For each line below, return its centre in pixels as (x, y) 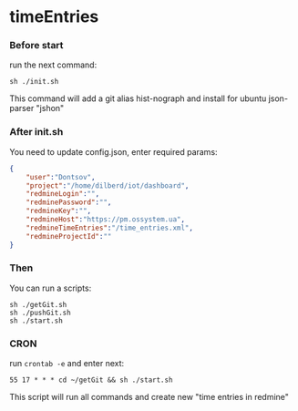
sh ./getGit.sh (38, 304)
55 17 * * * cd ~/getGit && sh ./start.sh (91, 380)
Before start (36, 46)
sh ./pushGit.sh (40, 313)
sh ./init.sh (34, 82)
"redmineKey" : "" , (59, 211)
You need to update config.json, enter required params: (113, 151)
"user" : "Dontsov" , (61, 177)
